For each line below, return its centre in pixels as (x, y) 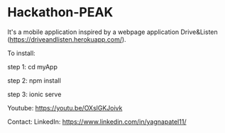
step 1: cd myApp (33, 66)
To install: (21, 53)
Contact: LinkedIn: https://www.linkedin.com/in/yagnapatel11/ (97, 122)
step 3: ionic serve (34, 94)
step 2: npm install (34, 80)
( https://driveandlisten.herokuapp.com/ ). (67, 39)
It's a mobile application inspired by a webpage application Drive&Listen (112, 32)
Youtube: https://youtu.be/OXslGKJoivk (65, 108)
